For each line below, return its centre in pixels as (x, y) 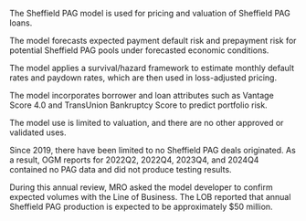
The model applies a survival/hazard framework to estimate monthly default (152, 68)
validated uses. (38, 132)
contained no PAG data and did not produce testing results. (121, 169)
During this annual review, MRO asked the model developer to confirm (141, 187)
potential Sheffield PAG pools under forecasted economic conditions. (139, 50)
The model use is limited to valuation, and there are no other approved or (147, 123)
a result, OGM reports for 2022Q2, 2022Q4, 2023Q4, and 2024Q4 (134, 160)
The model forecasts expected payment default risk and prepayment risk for (153, 41)
